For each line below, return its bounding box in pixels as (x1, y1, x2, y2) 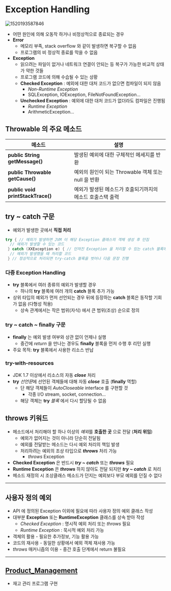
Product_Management (5, 566, 78, 575)
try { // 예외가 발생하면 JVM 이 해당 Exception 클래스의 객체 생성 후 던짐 (5, 237, 149, 242)
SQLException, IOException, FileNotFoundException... (27, 91, 141, 98)
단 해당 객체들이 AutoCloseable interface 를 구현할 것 (20, 384, 128, 391)
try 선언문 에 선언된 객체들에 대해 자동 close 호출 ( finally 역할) (12, 378, 137, 384)
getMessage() (8, 157, 43, 165)
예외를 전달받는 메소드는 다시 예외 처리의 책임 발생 (20, 441, 120, 447)
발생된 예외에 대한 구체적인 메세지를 (74, 151, 155, 158)
